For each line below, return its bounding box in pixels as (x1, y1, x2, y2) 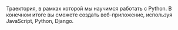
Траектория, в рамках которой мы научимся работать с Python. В (6, 5, 172, 12)
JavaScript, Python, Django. (6, 18, 74, 24)
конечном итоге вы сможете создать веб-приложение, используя (6, 11, 173, 18)
